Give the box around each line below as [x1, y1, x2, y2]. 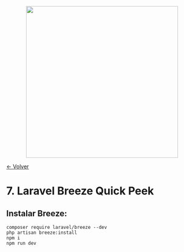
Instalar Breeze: [6, 208, 67, 219]
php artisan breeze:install [6, 230, 78, 236]
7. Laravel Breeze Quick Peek [6, 184, 154, 198]
